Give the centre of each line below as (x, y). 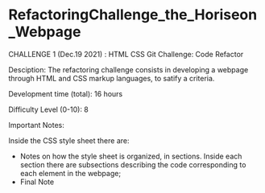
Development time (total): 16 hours (66, 93)
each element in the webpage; (70, 173)
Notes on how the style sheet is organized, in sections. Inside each (131, 156)
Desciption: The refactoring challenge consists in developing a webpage (128, 69)
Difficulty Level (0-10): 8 (48, 109)
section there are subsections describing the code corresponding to (133, 164)
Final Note (37, 182)
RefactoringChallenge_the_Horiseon (133, 15)
